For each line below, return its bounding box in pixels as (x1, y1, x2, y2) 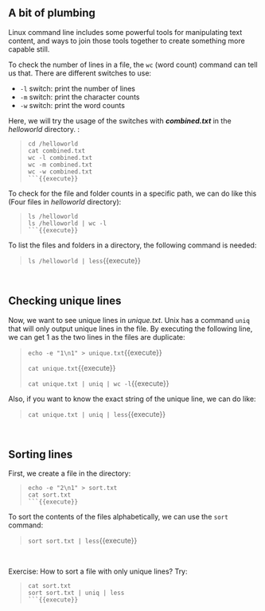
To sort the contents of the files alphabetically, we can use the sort (8, 512, 228, 522)
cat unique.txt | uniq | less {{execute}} (27, 409, 166, 418)
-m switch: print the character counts (19, 91, 140, 102)
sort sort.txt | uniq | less (27, 589, 125, 597)
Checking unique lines (8, 294, 122, 308)
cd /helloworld (27, 139, 79, 148)
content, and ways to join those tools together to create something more (8, 36, 245, 45)
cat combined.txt (27, 146, 86, 154)
